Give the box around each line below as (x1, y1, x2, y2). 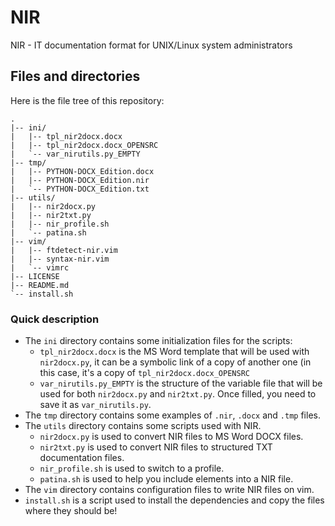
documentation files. (39, 452, 125, 464)
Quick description (10, 312, 100, 326)
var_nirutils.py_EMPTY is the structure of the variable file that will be (39, 377, 323, 390)
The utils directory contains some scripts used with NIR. (24, 420, 262, 432)
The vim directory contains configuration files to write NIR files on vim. (24, 484, 315, 496)
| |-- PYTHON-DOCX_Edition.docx (10, 166, 155, 176)
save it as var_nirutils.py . (39, 399, 152, 411)
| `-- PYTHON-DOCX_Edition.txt (10, 184, 150, 194)
